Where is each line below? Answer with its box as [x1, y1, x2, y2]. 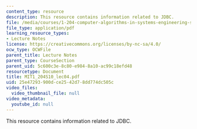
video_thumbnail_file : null [11, 90, 80, 96]
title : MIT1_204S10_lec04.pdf [6, 74, 80, 80]
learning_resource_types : [6, 30, 69, 36]
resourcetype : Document [6, 69, 64, 74]
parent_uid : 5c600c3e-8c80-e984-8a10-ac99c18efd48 [6, 63, 133, 69]
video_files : [6, 85, 38, 91]
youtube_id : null [11, 101, 54, 107]
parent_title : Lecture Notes [6, 52, 77, 58]
